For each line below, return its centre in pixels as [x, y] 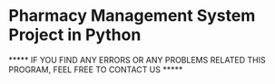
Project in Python [75, 35]
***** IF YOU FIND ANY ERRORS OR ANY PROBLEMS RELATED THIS [137, 60]
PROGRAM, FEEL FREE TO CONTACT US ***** [96, 70]
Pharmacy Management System [132, 16]
